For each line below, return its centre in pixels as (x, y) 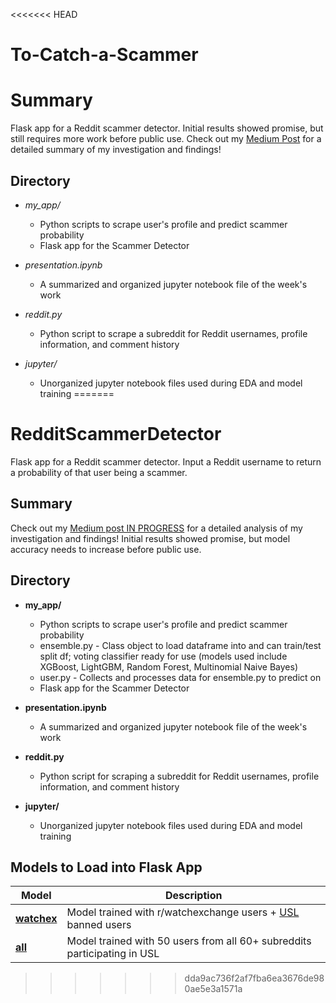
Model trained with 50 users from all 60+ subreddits (189, 941)
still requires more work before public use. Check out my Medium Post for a (166, 139)
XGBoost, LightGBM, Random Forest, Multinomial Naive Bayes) (169, 666)
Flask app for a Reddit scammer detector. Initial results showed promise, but (167, 128)
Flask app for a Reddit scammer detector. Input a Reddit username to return (166, 461)
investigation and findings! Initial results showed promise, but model (150, 538)
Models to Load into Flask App (106, 867)
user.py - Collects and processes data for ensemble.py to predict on (180, 677)
